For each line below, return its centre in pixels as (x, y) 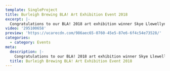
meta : (11, 47)
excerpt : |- (18, 19)
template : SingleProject (31, 10)
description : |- (27, 51)
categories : (18, 38)
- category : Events (30, 42)
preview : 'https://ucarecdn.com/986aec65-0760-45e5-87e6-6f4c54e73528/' (83, 33)
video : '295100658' (26, 28)
